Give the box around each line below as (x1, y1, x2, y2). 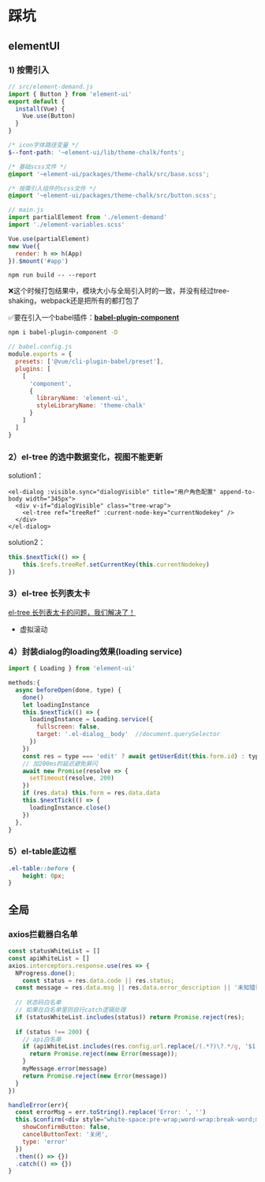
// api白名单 (22, 1035, 62, 1044)
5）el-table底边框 (8, 846, 77, 857)
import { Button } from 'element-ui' (8, 90, 132, 98)
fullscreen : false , (36, 723, 101, 731)
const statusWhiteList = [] (8, 947, 101, 955)
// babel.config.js (8, 343, 73, 351)
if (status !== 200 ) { (15, 1028, 90, 1036)
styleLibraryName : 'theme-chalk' (36, 402, 147, 410)
